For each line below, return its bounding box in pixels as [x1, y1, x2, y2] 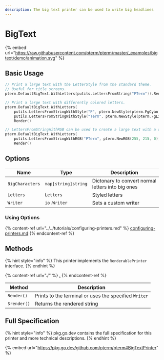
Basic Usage [5, 69, 44, 77]
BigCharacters [7, 181, 41, 186]
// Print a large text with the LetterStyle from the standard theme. [5, 82, 152, 87]
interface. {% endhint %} [5, 263, 55, 269]
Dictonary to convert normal [92, 177, 157, 184]
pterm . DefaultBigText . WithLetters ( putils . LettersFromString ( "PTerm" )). [5, 91, 154, 96]
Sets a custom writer [92, 199, 140, 206]
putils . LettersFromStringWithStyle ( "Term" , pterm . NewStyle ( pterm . [14, 114, 152, 119]
